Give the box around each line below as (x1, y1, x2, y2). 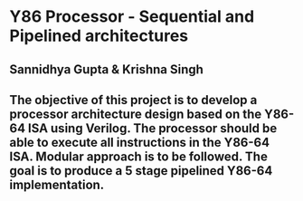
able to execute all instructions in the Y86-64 (9, 134, 270, 150)
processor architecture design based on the (9, 106, 262, 121)
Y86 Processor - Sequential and (9, 6, 255, 27)
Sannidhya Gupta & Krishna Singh (9, 62, 204, 77)
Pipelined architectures (9, 25, 188, 46)
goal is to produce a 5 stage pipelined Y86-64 (9, 163, 273, 178)
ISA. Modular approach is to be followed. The (9, 148, 269, 164)
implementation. (9, 177, 105, 192)
